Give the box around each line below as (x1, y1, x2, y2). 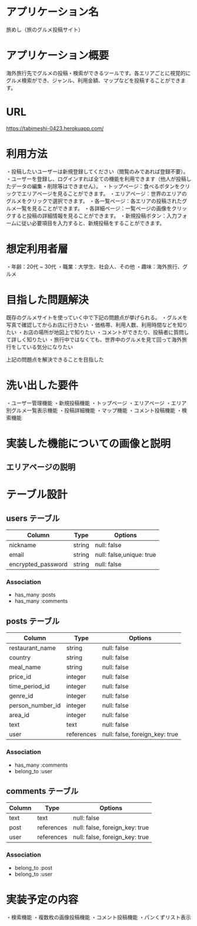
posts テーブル (6, 616, 60, 626)
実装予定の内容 (6, 893, 79, 906)
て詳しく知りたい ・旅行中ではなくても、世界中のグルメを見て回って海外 (6, 336, 182, 343)
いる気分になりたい (26, 343, 74, 350)
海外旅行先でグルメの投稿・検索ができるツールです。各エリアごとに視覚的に (6, 69, 191, 77)
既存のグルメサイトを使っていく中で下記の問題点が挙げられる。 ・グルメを (6, 314, 188, 321)
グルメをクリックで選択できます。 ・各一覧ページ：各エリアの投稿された (6, 197, 182, 204)
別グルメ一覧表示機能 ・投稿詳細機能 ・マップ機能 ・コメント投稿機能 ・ (6, 406, 182, 413)
